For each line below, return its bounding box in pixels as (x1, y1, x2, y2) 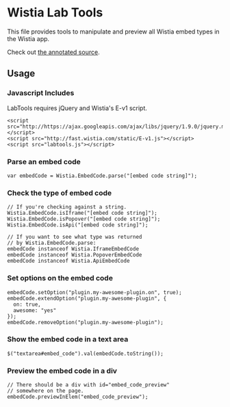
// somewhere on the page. (7, 388, 84, 395)
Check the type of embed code (7, 188, 112, 198)
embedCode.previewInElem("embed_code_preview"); (7, 393, 149, 401)
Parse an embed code (7, 157, 81, 166)
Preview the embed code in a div (7, 366, 118, 376)
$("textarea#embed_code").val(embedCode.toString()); (7, 350, 164, 357)
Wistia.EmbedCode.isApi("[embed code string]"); (7, 222, 149, 228)
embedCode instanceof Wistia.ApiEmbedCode (7, 258, 130, 265)
